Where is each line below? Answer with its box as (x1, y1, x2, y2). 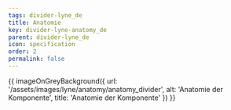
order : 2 (8, 48, 37, 55)
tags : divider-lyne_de (8, 11, 82, 20)
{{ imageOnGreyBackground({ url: (8, 76, 118, 86)
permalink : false (8, 55, 65, 63)
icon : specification (8, 41, 76, 48)
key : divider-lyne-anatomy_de (8, 26, 108, 34)
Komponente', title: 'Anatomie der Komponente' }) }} (8, 93, 176, 102)
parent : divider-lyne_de (8, 33, 90, 41)
